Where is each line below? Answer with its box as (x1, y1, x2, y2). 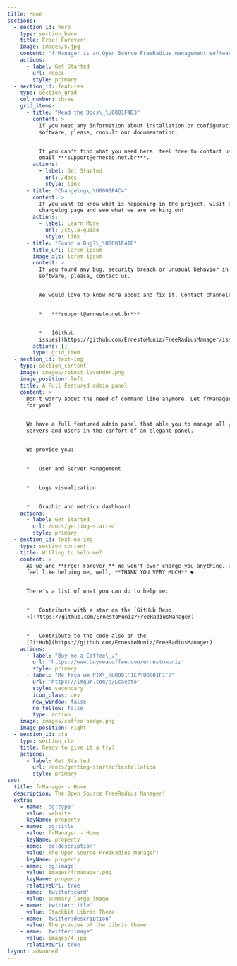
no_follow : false (32, 704, 83, 711)
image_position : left (20, 376, 83, 383)
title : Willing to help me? (20, 549, 102, 556)
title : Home (7, 10, 42, 18)
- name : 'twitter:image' (20, 928, 93, 936)
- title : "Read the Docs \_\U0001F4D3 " (25, 109, 140, 116)
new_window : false (32, 698, 87, 705)
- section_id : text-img (13, 356, 83, 363)
